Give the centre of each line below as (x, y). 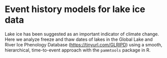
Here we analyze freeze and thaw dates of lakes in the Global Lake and (79, 39)
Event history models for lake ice (75, 9)
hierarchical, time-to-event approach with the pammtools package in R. (78, 50)
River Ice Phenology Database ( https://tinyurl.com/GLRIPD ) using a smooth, (83, 44)
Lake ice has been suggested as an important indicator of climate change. (82, 34)
